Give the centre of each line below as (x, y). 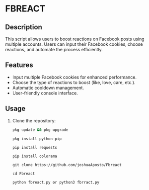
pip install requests (35, 147)
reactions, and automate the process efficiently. (54, 49)
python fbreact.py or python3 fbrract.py (56, 182)
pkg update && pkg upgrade (40, 130)
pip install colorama (35, 156)
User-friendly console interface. (45, 93)
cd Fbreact (24, 174)
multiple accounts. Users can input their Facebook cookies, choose (74, 44)
